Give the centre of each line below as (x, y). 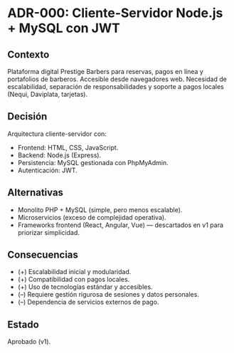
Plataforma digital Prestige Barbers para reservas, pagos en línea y (106, 72)
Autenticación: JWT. (47, 170)
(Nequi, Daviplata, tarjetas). (47, 94)
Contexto (28, 54)
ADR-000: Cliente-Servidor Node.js (115, 13)
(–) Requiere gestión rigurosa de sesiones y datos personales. (108, 295)
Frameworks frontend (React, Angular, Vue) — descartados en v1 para (121, 225)
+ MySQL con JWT (64, 28)
